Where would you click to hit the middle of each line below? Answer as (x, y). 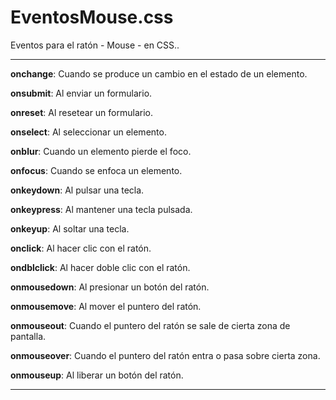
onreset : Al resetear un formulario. (81, 112)
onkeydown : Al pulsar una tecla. (77, 190)
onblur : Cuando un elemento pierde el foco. (101, 151)
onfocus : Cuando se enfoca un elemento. (96, 170)
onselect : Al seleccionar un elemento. (88, 132)
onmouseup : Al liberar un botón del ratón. (97, 375)
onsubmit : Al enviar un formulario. (81, 93)
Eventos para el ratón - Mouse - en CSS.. (95, 45)
